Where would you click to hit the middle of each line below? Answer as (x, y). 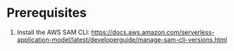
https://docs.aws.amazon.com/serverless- (153, 32)
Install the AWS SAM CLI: (53, 32)
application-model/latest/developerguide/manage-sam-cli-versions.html (122, 39)
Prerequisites (47, 13)
